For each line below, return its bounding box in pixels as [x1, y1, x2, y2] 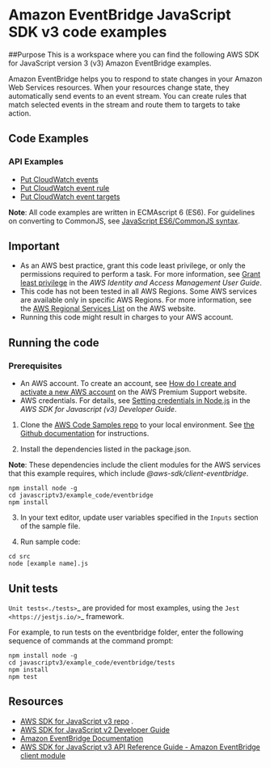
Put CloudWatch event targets [19, 192, 120, 202]
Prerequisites [8, 360, 62, 371]
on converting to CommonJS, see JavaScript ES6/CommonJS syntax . [8, 216, 241, 226]
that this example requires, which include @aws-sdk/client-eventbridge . [8, 469, 249, 478]
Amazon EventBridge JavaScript [8, 6, 232, 24]
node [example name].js [8, 560, 89, 568]
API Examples [8, 156, 64, 168]
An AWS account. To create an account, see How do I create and [19, 379, 237, 388]
